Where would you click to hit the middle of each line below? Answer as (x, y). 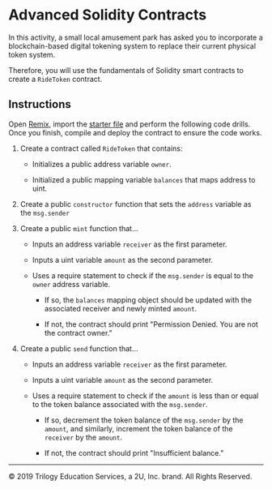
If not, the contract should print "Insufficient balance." (134, 453)
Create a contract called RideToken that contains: (101, 148)
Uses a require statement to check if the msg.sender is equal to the (142, 275)
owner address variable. (71, 284)
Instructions (40, 104)
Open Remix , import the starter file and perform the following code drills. (130, 124)
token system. (32, 54)
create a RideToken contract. (55, 79)
